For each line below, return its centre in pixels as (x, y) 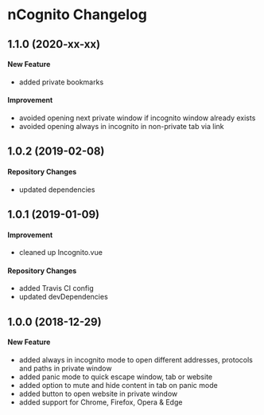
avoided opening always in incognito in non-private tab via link (121, 126)
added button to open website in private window (98, 393)
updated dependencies (57, 190)
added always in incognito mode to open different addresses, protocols (136, 359)
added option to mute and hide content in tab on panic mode (118, 385)
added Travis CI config (56, 288)
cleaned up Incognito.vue (60, 253)
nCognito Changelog (78, 15)
